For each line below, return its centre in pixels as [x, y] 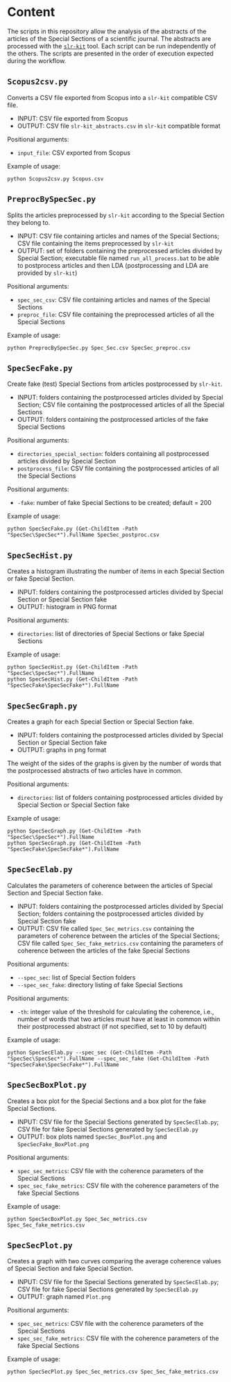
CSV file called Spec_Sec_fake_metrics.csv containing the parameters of [120, 943]
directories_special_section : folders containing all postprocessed [113, 454]
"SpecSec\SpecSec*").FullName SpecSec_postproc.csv [83, 535]
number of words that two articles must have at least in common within [119, 1019]
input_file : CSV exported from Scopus [74, 153]
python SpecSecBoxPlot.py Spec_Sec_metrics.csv [77, 1219]
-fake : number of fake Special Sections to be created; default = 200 [114, 503]
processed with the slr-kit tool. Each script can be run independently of [112, 46]
